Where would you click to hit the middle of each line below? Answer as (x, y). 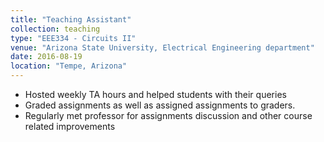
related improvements (70, 126)
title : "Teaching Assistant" (71, 19)
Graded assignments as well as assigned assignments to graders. (160, 105)
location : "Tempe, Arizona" (69, 66)
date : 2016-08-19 (46, 57)
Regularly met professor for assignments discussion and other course (168, 115)
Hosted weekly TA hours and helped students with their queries (155, 94)
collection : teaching (55, 29)
